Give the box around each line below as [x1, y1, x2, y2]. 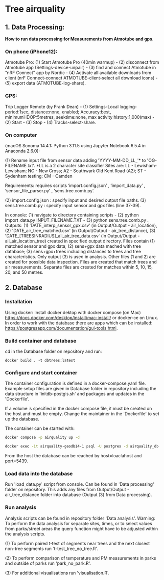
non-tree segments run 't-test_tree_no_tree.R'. [5, 546, 98, 552]
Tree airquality [5, 3, 66, 15]
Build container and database [5, 337, 77, 344]
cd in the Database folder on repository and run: [5, 348, 102, 354]
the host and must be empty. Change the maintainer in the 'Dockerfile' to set [5, 411, 160, 417]
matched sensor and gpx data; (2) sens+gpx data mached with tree [5, 243, 141, 249]
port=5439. [5, 458, 28, 464]
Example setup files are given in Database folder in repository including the [5, 386, 157, 392]
